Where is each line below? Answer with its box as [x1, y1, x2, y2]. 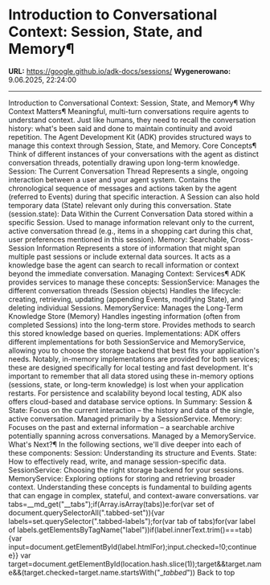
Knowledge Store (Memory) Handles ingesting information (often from [8, 311, 241, 321]
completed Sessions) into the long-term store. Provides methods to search [8, 320, 256, 329]
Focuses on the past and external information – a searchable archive [8, 422, 235, 432]
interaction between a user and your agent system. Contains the [8, 174, 221, 184]
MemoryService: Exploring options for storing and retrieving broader [8, 473, 235, 483]
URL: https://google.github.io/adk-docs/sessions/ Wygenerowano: [8, 66, 231, 76]
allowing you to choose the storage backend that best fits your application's [8, 346, 260, 355]
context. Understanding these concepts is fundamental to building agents [8, 482, 252, 492]
